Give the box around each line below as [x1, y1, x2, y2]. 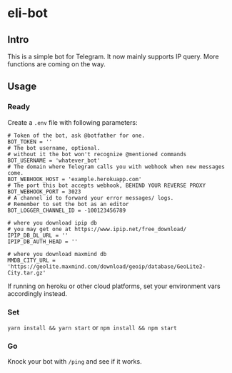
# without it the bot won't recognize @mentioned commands [7, 150, 187, 158]
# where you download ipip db [7, 219, 98, 226]
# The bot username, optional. [7, 144, 101, 151]
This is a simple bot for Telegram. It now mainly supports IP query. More [7, 52, 219, 61]
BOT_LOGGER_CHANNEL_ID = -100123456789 [7, 207, 126, 214]
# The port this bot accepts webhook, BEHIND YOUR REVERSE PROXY [7, 182, 206, 189]
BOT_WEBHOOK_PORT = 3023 [7, 188, 81, 195]
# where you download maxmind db [7, 250, 107, 257]
